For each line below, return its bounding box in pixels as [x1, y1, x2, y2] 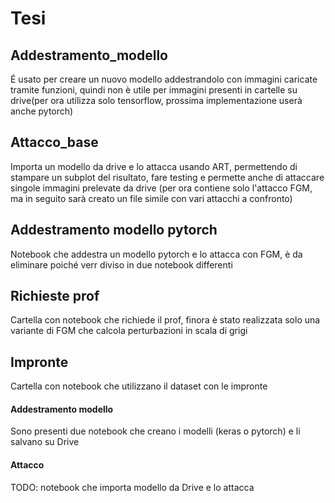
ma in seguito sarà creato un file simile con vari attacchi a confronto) [10, 192, 293, 204]
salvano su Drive [10, 436, 80, 448]
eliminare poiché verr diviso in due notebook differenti [10, 258, 233, 271]
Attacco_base [10, 134, 99, 151]
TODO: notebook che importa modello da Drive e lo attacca [10, 481, 255, 493]
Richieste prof [10, 288, 100, 305]
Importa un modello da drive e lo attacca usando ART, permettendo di [10, 160, 298, 172]
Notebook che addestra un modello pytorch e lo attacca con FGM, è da [10, 248, 303, 260]
